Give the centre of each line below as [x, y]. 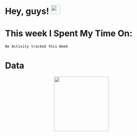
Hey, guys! [27, 11]
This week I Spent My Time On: [69, 34]
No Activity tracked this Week [37, 47]
